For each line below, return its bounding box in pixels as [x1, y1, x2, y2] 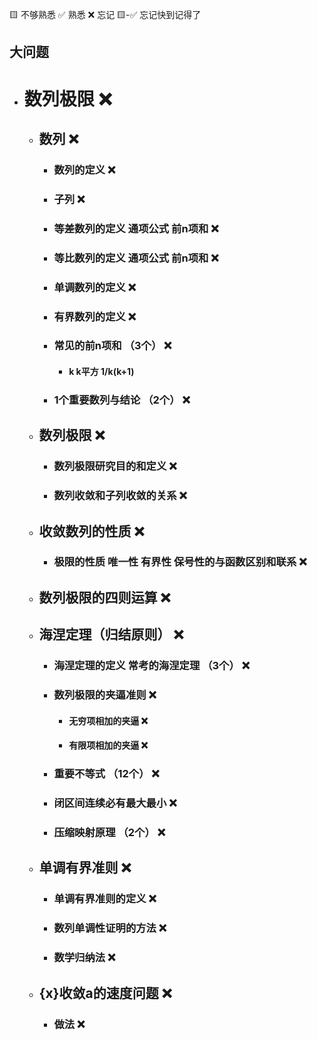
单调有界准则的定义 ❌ [53, 892, 157, 906]
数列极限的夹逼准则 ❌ [53, 688, 157, 702]
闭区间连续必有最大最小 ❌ [53, 796, 177, 810]
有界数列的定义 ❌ [53, 309, 137, 323]
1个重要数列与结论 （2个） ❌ [53, 393, 191, 407]
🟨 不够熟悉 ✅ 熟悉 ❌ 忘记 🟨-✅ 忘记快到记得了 [9, 9, 202, 20]
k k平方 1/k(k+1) [68, 366, 135, 378]
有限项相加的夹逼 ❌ [68, 739, 149, 752]
